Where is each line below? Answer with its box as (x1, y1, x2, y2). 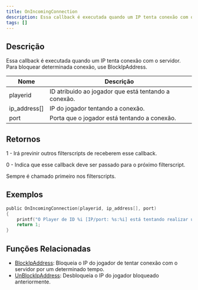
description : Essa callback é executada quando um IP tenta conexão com (6, 14, 189, 20)
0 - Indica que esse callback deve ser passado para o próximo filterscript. (6, 161, 186, 168)
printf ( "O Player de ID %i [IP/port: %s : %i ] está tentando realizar (16, 216, 189, 222)
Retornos (6, 134, 41, 144)
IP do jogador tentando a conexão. (49, 105, 145, 113)
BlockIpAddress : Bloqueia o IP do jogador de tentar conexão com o (14, 259, 178, 266)
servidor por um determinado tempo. (14, 266, 105, 272)
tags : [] (6, 19, 28, 25)
